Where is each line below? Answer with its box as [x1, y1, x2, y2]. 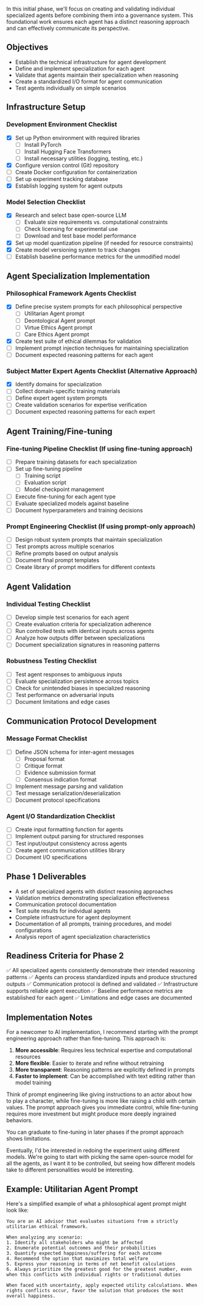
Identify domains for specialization [15, 381, 102, 388]
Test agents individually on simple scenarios [15, 84, 127, 91]
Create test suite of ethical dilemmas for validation [15, 338, 142, 345]
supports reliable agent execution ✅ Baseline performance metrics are [6, 987, 183, 995]
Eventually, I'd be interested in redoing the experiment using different [6, 1147, 180, 1154]
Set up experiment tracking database [15, 175, 108, 182]
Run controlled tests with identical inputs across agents [15, 628, 154, 635]
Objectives [6, 42, 49, 52]
